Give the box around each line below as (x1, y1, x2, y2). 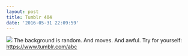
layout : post (6, 8, 39, 15)
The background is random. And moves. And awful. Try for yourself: (13, 37, 182, 44)
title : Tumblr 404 (6, 14, 52, 20)
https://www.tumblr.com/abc (6, 43, 77, 51)
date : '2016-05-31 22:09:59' (6, 20, 79, 26)
